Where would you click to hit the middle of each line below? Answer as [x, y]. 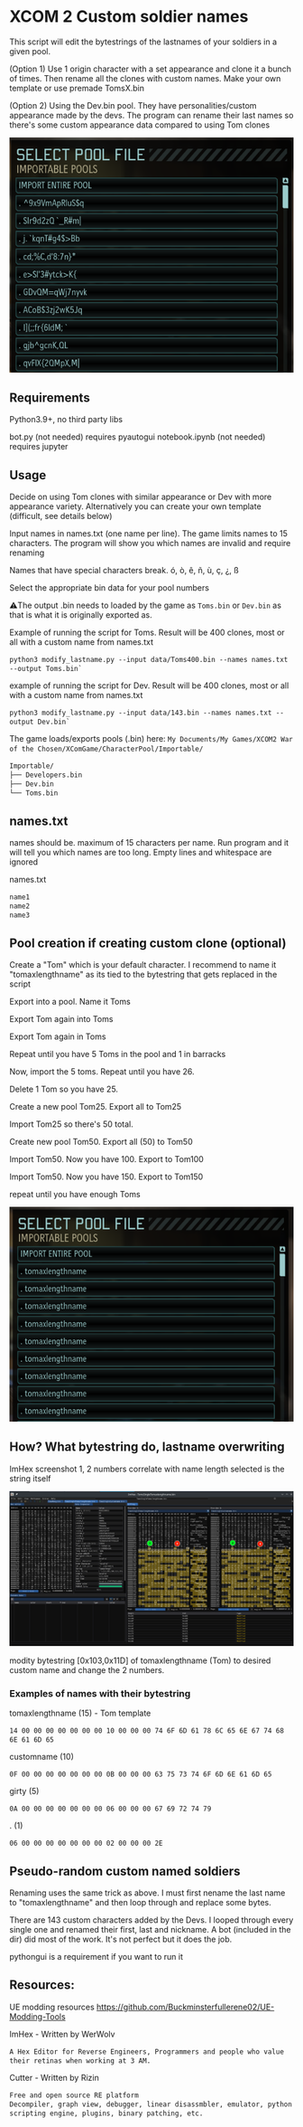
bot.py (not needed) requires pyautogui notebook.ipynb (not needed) [138, 437]
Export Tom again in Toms [58, 1036]
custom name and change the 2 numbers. [87, 1669]
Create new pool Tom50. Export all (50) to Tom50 [101, 1141]
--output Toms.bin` [46, 669]
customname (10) [42, 1757]
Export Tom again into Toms [61, 1018]
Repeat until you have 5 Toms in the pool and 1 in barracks [118, 1054]
